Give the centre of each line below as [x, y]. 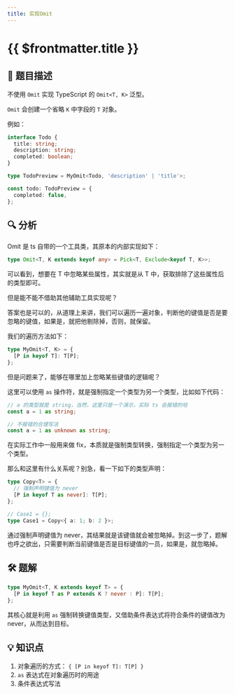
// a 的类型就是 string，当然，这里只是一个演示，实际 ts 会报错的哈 [97, 405]
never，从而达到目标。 [40, 624]
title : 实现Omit [30, 14]
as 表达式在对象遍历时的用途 [58, 674]
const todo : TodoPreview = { [50, 189]
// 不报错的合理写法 [33, 424]
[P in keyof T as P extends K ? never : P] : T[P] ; [89, 594]
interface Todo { [33, 137]
